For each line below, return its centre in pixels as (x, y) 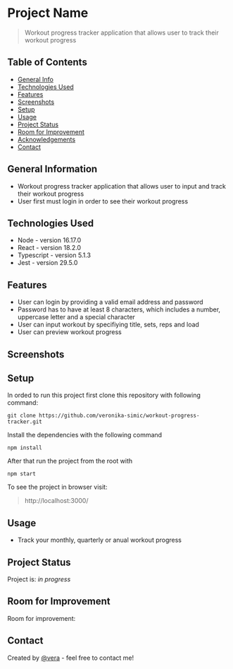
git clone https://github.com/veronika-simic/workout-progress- (103, 416)
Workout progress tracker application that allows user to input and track (122, 186)
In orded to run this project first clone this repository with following (104, 395)
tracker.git (25, 422)
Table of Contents (48, 63)
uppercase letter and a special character (76, 317)
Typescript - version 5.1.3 (54, 255)
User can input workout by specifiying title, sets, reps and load (108, 325)
